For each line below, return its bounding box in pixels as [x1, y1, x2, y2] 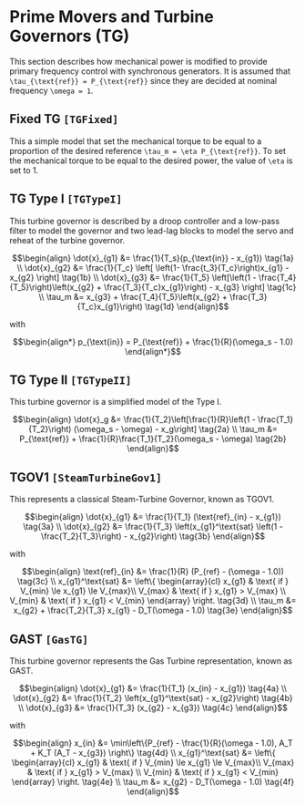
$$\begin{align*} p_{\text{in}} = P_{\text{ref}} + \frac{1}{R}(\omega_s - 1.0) [12, 336, 294, 347]
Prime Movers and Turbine [9, 6, 214, 27]
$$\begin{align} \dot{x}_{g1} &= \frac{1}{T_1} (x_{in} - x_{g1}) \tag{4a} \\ [18, 683, 288, 694]
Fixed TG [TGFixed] [9, 111, 119, 127]
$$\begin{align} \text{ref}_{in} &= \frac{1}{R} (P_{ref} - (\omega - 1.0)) [21, 566, 285, 577]
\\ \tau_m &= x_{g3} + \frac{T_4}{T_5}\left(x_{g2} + [38, 291, 228, 302]
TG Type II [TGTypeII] [9, 372, 132, 387]
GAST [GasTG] [9, 631, 89, 646]
